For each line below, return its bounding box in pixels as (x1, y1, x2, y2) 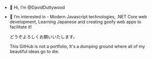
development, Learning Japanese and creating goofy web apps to (9, 19, 142, 24)
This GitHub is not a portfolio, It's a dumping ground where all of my (9, 44, 145, 49)
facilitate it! (9, 24, 32, 30)
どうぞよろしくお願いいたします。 (9, 34, 77, 39)
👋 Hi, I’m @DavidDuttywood (9, 5, 65, 10)
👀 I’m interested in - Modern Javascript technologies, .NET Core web (9, 14, 147, 19)
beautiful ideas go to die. (9, 48, 60, 54)
